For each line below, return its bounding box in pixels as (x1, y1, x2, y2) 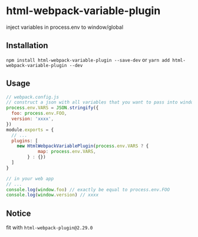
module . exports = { (6, 126, 54, 133)
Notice (6, 208, 31, 218)
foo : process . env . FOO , (11, 111, 67, 116)
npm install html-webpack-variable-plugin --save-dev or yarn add (6, 56, 170, 63)
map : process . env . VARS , (37, 149, 96, 155)
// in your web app (6, 175, 54, 182)
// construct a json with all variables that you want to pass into (6, 99, 178, 105)
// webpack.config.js (6, 94, 60, 100)
